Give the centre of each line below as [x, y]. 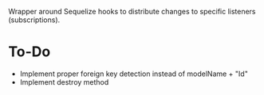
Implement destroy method [64, 82]
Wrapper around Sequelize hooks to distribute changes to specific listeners [132, 11]
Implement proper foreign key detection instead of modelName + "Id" [134, 74]
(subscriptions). [34, 20]
